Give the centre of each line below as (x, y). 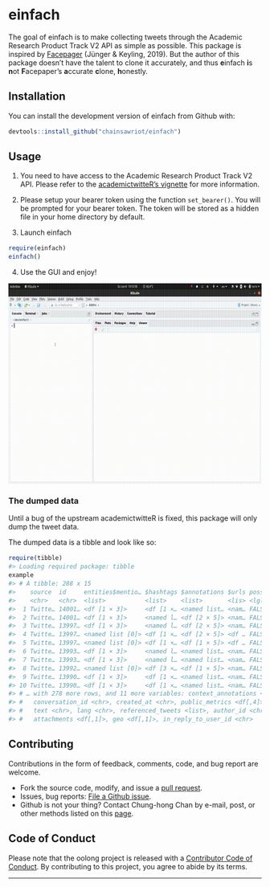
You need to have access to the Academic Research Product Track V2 (136, 176)
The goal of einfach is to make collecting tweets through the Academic (125, 37)
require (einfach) (37, 248)
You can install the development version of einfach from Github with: (122, 116)
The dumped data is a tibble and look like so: (82, 542)
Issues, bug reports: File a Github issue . (86, 796)
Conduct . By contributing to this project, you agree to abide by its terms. (128, 866)
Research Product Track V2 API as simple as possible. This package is (125, 45)
